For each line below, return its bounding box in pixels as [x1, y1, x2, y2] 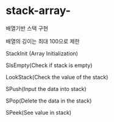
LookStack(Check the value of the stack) [5, 73, 109, 81]
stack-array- [5, 4, 71, 18]
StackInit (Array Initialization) [5, 49, 79, 57]
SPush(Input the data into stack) [5, 85, 87, 92]
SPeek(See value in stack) [5, 109, 71, 116]
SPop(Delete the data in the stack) [5, 97, 92, 104]
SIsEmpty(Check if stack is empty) [5, 62, 93, 69]
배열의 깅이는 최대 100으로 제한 [5, 37, 80, 45]
